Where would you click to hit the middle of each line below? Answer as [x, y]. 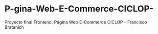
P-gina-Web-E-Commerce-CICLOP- [79, 9]
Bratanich [14, 27]
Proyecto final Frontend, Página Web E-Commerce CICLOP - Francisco [76, 22]
